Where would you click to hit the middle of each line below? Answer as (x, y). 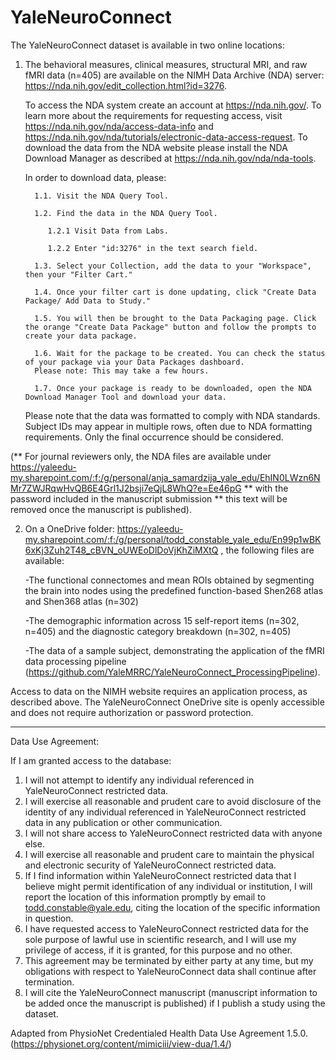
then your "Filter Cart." (78, 274)
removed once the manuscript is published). (101, 509)
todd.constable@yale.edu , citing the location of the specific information (172, 907)
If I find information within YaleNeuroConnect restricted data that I (160, 875)
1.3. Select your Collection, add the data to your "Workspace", (173, 266)
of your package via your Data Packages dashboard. (134, 362)
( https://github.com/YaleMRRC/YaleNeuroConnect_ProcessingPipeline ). (172, 672)
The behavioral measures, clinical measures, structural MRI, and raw (166, 64)
